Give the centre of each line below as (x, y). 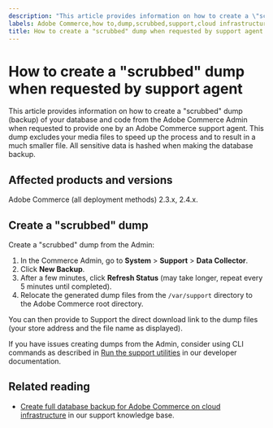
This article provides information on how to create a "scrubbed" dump (126, 111)
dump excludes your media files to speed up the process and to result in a (132, 137)
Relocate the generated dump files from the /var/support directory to (136, 295)
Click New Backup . (52, 269)
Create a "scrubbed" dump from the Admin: (82, 244)
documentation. (35, 361)
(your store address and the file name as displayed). (95, 328)
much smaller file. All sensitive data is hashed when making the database (131, 146)
